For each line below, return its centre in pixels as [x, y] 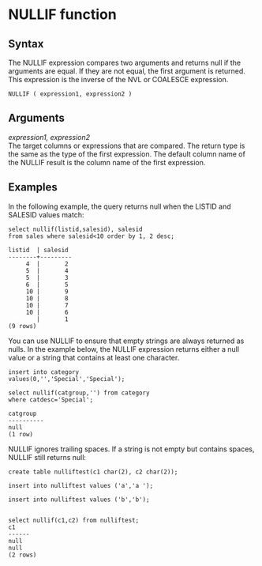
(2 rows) [22, 555]
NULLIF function [62, 15]
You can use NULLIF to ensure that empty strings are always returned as [126, 341]
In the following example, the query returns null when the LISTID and [120, 206]
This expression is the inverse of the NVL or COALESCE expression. [118, 79]
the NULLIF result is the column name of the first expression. [107, 162]
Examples [33, 187]
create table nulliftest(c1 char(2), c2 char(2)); [93, 472]
